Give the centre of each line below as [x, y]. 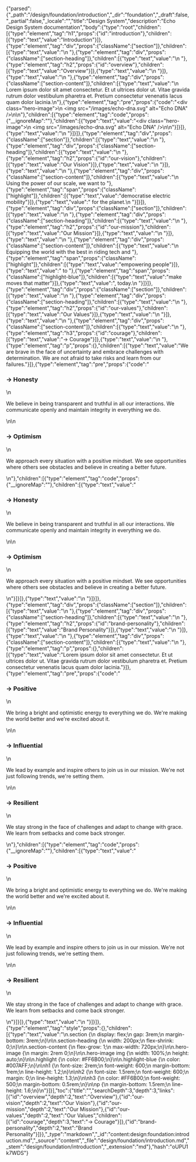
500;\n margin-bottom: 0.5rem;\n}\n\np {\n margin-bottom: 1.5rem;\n [88, 1084]
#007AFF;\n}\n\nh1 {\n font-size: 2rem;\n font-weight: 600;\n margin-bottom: [98, 1065]
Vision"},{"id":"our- [99, 1103]
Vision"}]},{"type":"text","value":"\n [116, 164]
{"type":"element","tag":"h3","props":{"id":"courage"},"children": [84, 333]
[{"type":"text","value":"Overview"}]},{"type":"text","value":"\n [81, 71]
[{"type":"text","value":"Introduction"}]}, [54, 40]
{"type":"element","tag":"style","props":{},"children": [69, 1028]
